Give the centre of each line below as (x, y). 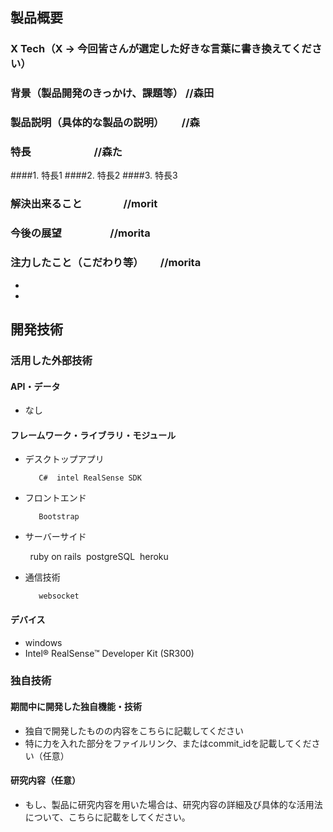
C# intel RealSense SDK (90, 478)
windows (43, 642)
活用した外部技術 (51, 360)
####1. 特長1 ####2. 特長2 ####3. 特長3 (94, 175)
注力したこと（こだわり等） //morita (106, 263)
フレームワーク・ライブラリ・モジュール (93, 435)
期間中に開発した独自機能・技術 (76, 707)
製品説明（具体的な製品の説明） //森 (105, 123)
